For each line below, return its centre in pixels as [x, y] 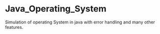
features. [14, 27]
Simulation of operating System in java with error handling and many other [80, 22]
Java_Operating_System [56, 9]
